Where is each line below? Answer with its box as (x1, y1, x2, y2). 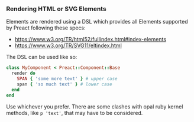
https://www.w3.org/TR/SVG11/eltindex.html (14, 42, 122, 49)
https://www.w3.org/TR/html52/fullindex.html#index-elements (14, 36, 167, 43)
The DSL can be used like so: (6, 54, 77, 61)
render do (11, 70, 35, 77)
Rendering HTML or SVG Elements (6, 5, 106, 13)
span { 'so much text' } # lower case (17, 81, 112, 87)
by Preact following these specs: (6, 24, 86, 31)
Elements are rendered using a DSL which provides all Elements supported (6, 18, 188, 25)
